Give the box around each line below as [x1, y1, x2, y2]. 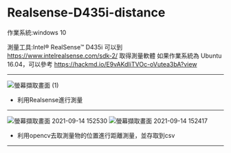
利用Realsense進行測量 [16, 95, 83, 104]
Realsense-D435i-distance [7, 5, 166, 21]
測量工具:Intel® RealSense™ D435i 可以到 [7, 43, 123, 51]
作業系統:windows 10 [7, 28, 67, 36]
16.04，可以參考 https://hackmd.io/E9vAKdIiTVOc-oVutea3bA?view [7, 60, 197, 68]
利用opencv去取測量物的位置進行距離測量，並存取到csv [16, 131, 175, 139]
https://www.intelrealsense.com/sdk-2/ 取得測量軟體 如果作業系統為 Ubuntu [7, 51, 222, 60]
